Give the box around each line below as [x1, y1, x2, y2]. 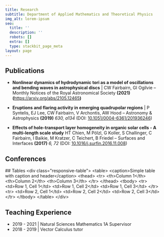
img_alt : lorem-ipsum [5, 16, 50, 21]
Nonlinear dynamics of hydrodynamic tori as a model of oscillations [12, 80, 154, 86]
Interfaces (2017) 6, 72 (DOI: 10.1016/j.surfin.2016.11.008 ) [12, 141, 128, 147]
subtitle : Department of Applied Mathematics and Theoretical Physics [5, 12, 153, 17]
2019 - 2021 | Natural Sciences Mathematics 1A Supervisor [12, 221, 132, 227]
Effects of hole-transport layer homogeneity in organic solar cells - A [12, 125, 157, 131]
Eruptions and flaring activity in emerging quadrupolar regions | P [12, 105, 150, 111]
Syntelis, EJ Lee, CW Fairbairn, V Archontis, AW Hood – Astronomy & [12, 110, 152, 116]
